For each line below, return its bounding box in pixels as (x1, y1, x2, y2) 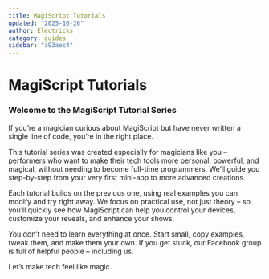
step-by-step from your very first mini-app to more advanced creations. (8, 172, 247, 182)
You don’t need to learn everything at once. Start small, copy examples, (8, 229, 245, 239)
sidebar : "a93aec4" (8, 42, 74, 50)
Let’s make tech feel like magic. (8, 261, 112, 271)
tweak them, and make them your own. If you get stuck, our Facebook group (8, 237, 262, 247)
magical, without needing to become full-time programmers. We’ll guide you (8, 164, 260, 173)
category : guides (8, 34, 67, 42)
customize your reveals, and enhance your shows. (8, 213, 175, 223)
